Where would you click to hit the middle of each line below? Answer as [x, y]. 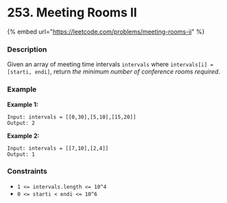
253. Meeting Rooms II [72, 13]
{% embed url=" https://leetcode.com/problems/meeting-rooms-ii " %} [106, 32]
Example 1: [23, 104]
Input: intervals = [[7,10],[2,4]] [58, 148]
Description [27, 49]
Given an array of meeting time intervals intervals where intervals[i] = [110, 64]
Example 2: [23, 136]
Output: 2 [21, 123]
